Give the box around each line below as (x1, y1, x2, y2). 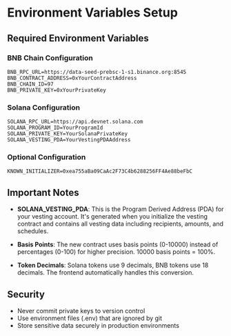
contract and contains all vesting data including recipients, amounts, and (17, 219, 224, 228)
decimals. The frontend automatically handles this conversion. (17, 268, 194, 277)
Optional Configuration (7, 152, 86, 162)
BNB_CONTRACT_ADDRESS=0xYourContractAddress (7, 75, 137, 81)
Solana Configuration (7, 102, 81, 112)
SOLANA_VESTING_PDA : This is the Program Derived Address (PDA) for (17, 205, 224, 213)
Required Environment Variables (7, 32, 150, 44)
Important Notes (7, 186, 79, 198)
